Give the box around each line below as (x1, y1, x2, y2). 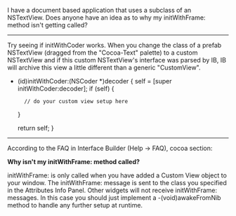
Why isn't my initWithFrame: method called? (7, 158, 140, 166)
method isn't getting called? (7, 21, 88, 29)
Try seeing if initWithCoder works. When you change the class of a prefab (7, 41, 222, 49)
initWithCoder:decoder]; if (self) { (17, 84, 114, 93)
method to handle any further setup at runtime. (7, 201, 143, 209)
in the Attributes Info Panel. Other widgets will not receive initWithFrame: (7, 186, 218, 194)
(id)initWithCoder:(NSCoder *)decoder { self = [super (17, 77, 172, 85)
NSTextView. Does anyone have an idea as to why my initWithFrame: (7, 13, 206, 22)
